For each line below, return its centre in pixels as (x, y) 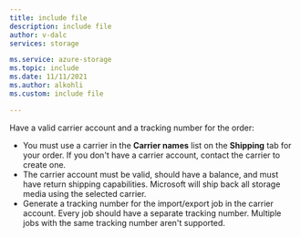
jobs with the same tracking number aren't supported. (124, 222)
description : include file (61, 26)
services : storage (44, 43)
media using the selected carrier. (84, 193)
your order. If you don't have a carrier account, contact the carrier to (151, 155)
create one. (44, 164)
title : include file (49, 18)
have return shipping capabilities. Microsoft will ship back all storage (151, 184)
